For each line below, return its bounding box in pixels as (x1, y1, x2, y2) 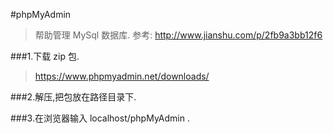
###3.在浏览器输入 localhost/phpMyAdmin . (10, 112, 190, 124)
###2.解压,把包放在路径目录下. (10, 91, 137, 103)
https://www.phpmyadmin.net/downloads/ (34, 70, 210, 82)
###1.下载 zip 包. (10, 50, 80, 62)
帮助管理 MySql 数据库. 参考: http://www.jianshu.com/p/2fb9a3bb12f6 (34, 29, 323, 41)
